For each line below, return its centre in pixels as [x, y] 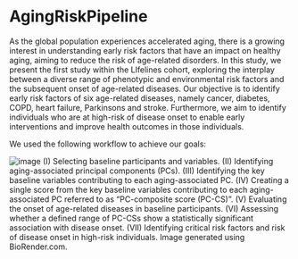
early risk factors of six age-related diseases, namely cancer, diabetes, [140, 98]
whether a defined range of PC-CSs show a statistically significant [132, 218]
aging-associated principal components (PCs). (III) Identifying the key [137, 171]
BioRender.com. [39, 246]
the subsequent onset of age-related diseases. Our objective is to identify [145, 88]
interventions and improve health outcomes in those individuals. [127, 126]
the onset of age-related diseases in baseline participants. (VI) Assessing [144, 208]
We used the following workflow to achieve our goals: [108, 144]
